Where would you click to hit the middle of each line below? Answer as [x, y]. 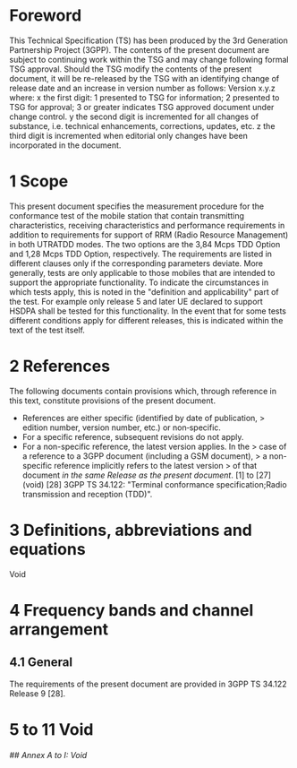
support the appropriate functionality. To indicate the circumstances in [139, 282]
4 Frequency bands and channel [132, 610]
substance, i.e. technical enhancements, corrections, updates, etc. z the [142, 125]
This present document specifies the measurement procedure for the [137, 206]
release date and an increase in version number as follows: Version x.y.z [142, 88]
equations [48, 549]
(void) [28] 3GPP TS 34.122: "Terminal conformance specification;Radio [155, 484]
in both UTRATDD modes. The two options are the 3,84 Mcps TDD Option [145, 244]
